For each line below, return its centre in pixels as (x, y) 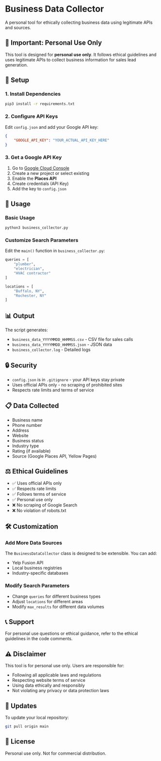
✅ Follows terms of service (39, 494)
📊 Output (20, 316)
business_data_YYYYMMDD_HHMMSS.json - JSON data (62, 345)
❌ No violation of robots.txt (39, 510)
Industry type (25, 446)
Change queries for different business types (56, 596)
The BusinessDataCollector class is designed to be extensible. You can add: (81, 553)
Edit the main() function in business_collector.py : (55, 251)
